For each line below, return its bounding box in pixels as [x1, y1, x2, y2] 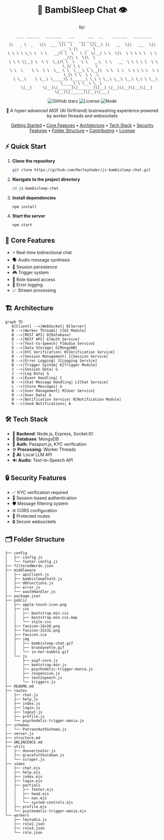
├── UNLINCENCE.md [5, 740, 43, 745]
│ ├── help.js [5, 697, 38, 702]
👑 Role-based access [12, 277, 55, 283]
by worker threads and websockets [47, 113, 118, 118]
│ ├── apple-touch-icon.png [5, 602, 67, 608]
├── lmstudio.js [14, 817, 47, 822]
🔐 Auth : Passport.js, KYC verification [12, 441, 87, 447]
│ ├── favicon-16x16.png [5, 624, 60, 629]
